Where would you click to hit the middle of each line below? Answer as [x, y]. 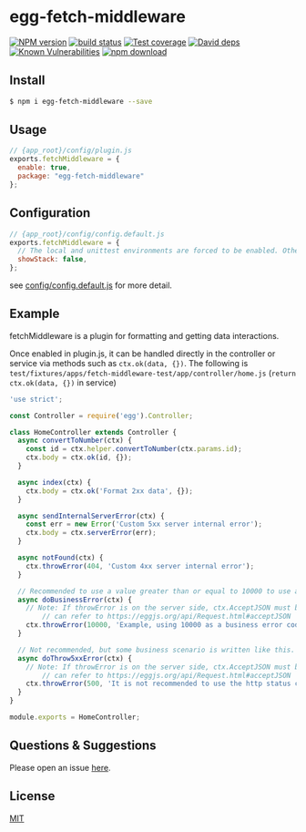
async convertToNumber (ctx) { [75, 441]
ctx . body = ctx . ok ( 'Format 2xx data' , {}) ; [110, 491]
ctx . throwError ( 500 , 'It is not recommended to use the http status [158, 684]
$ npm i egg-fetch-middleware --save [81, 101]
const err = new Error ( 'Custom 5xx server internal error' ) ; [144, 524]
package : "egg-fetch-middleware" [81, 176]
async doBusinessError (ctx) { [75, 600]
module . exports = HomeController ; [75, 717]
